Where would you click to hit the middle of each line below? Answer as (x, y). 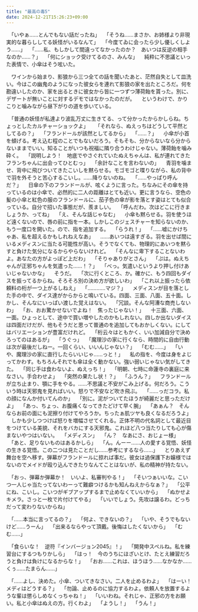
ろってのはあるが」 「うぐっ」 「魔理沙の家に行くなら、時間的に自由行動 (98, 339)
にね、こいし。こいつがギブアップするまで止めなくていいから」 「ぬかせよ (98, 492)
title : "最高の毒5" (28, 11)
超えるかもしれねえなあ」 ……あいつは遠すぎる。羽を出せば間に (112, 236)
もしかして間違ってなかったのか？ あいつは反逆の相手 (121, 49)
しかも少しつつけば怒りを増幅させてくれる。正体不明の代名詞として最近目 (101, 420)
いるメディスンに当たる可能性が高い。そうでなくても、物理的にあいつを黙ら (99, 244)
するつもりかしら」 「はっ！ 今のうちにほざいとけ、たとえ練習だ (103, 554)
